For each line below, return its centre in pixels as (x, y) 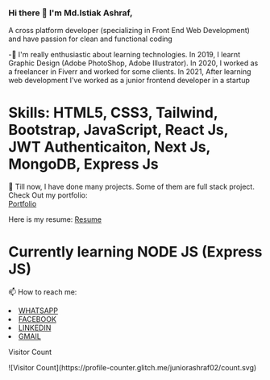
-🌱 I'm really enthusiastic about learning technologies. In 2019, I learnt (124, 55)
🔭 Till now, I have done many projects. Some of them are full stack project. (132, 187)
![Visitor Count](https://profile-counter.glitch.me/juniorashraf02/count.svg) (133, 368)
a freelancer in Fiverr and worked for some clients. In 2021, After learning (130, 72)
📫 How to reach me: (43, 292)
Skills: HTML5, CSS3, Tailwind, (113, 113)
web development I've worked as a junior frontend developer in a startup (129, 81)
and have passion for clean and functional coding (91, 39)
